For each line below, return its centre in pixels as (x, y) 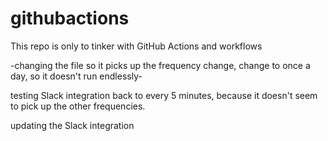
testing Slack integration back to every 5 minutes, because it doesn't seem (164, 95)
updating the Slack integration (72, 125)
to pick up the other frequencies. (78, 106)
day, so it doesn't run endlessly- (76, 76)
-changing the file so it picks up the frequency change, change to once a (160, 65)
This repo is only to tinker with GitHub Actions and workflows (136, 46)
